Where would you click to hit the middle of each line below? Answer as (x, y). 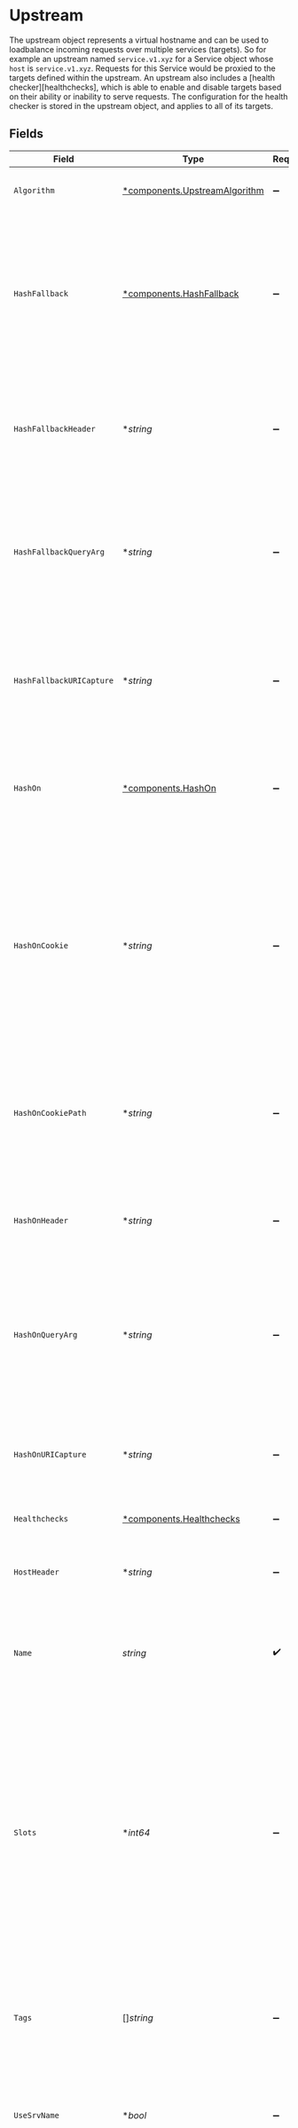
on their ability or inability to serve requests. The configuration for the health (149, 96)
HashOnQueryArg (46, 1335)
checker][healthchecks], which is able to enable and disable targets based (145, 87)
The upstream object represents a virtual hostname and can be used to (139, 40)
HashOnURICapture (50, 1454)
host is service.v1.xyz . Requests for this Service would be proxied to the (143, 68)
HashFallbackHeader (55, 428)
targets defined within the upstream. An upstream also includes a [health (142, 77)
